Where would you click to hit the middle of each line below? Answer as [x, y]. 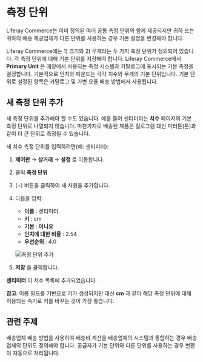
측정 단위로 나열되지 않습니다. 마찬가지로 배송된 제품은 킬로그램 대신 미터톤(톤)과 [101, 126]
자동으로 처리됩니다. [36, 353]
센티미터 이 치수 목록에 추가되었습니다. [52, 280]
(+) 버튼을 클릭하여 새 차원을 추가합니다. [62, 185]
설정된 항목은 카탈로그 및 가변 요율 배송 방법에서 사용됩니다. [88, 81]
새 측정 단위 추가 [35, 103]
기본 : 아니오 [38, 226]
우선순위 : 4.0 [40, 242]
